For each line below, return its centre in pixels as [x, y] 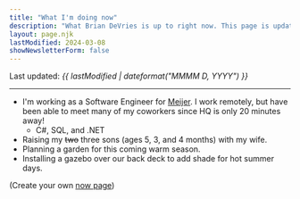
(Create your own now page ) [62, 186]
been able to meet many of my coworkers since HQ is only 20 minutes [151, 112]
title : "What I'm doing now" [63, 17]
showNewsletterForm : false [59, 51]
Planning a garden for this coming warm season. [111, 149]
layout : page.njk [42, 34]
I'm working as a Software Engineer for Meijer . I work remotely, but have [155, 102]
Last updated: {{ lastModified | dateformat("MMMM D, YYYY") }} [129, 76]
